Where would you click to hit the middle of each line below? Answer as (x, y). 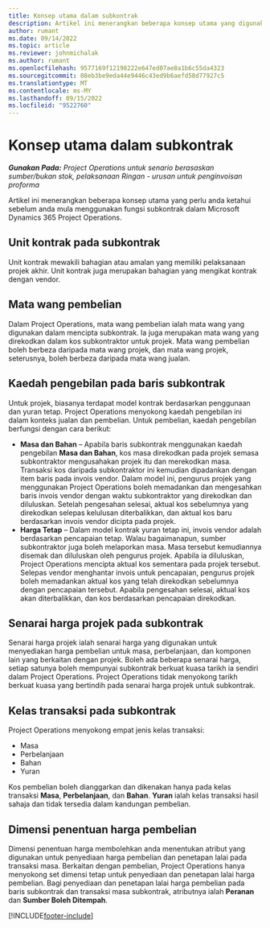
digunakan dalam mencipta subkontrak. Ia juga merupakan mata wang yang (134, 332)
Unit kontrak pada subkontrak (84, 243)
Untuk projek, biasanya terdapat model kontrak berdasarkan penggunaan (129, 402)
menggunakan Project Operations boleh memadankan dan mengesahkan (141, 487)
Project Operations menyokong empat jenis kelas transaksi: (106, 730)
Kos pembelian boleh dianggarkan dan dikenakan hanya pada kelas (120, 787)
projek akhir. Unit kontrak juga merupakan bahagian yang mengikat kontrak (133, 270)
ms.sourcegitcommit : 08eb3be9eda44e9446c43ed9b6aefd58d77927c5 (117, 76)
